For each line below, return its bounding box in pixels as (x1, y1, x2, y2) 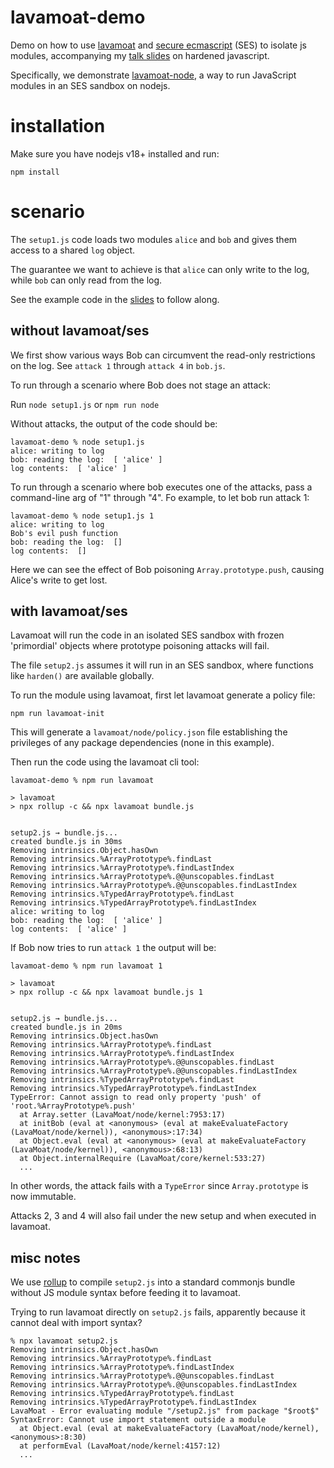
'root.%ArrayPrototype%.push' (10, 1101, 137, 1111)
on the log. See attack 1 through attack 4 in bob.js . (10, 359, 226, 371)
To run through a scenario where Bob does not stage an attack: (10, 379, 272, 391)
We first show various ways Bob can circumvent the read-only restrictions (10, 349, 316, 361)
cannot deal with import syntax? (10, 1317, 143, 1329)
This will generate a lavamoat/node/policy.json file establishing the (10, 726, 288, 738)
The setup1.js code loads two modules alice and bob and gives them (10, 233, 298, 245)
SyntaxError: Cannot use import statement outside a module (10, 1415, 267, 1425)
